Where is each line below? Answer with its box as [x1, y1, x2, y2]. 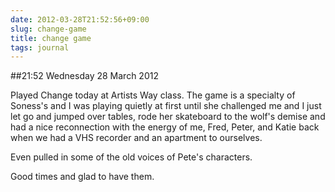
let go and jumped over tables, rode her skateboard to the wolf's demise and [10, 111, 326, 123]
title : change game [10, 33, 92, 43]
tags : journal [10, 42, 70, 53]
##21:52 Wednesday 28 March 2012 [10, 70, 159, 82]
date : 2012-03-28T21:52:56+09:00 [10, 14, 150, 25]
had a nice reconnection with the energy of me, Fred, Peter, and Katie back [10, 121, 320, 133]
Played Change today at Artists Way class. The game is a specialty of [10, 89, 296, 101]
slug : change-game [10, 24, 87, 34]
